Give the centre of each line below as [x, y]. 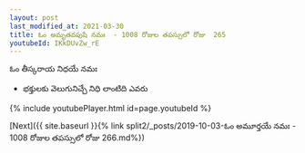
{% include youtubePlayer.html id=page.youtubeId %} [111, 109]
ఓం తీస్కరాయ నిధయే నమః [54, 69]
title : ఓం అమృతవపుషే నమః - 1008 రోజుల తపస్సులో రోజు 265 [117, 34]
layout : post [34, 18]
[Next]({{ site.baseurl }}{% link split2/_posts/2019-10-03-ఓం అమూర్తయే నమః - [153, 126]
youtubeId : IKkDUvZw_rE [55, 43]
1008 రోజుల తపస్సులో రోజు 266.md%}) [77, 138]
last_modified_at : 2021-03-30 [67, 26]
